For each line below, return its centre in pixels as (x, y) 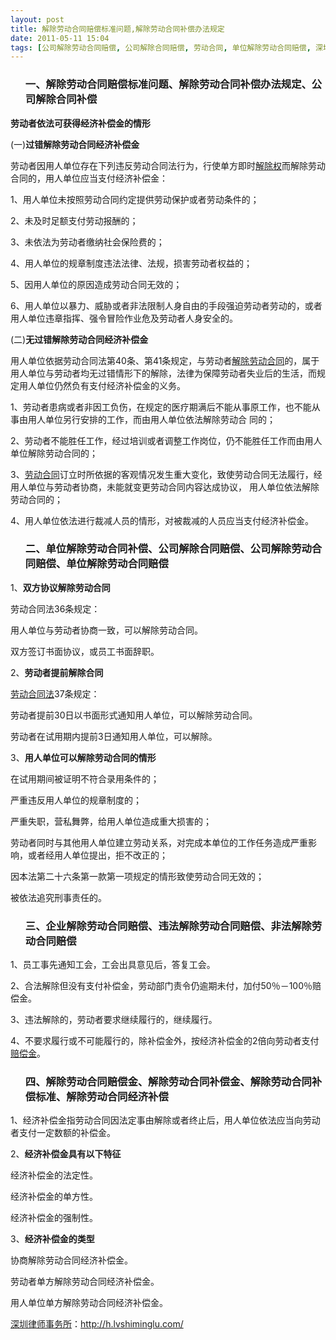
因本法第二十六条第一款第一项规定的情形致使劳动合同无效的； (137, 876)
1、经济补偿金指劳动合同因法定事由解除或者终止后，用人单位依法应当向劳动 (165, 1120)
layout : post (37, 19)
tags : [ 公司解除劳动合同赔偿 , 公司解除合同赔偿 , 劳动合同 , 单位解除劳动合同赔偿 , (161, 47)
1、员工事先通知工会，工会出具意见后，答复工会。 (113, 965)
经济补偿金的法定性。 (54, 1175)
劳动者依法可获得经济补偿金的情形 (80, 123)
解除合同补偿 (66, 99)
